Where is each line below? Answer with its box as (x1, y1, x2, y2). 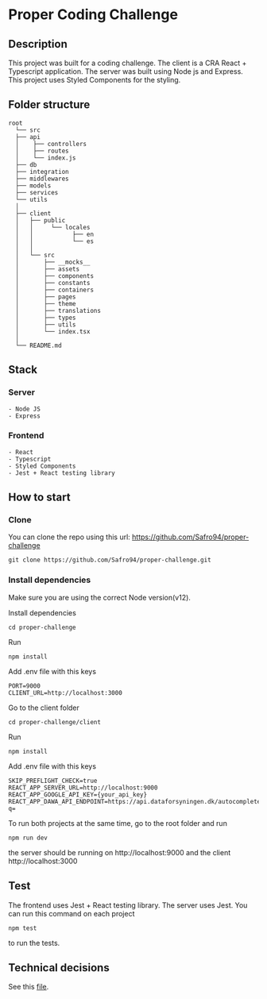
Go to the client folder (8, 703, 79, 712)
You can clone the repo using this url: (8, 532, 131, 542)
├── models (15, 181, 52, 190)
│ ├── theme (15, 299, 77, 307)
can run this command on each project (8, 908, 135, 918)
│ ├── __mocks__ (15, 258, 91, 266)
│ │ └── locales (15, 223, 91, 231)
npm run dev (8, 834, 48, 842)
